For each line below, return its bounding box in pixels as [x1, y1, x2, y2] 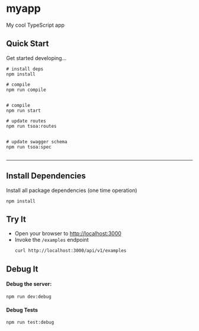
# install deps [6, 66, 44, 72]
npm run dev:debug [6, 294, 52, 300]
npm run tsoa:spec [6, 144, 52, 150]
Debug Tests [6, 306, 38, 313]
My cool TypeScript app [6, 21, 65, 29]
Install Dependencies [6, 171, 86, 181]
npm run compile [6, 87, 46, 93]
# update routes [6, 118, 46, 124]
